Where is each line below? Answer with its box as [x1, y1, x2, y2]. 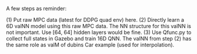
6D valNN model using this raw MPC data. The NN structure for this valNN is [6, 23, 191, 29]
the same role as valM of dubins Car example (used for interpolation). [6, 41, 175, 48]
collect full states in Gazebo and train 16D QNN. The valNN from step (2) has [6, 35, 192, 42]
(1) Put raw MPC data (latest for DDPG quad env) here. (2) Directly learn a [6, 16, 184, 23]
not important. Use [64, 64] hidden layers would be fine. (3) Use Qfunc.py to [6, 29, 192, 36]
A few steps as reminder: [6, 5, 66, 12]
